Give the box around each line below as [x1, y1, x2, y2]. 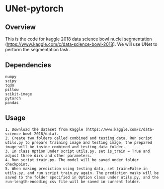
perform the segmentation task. [5, 47, 70, 52]
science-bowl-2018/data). [5, 131, 59, 136]
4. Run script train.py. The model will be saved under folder [5, 157, 139, 162]
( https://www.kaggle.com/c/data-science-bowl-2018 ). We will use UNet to [5, 41, 158, 47]
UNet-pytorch [5, 3, 64, 14]
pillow [5, 87, 19, 92]
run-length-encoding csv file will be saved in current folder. [5, 179, 141, 184]
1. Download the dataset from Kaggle [5, 127, 83, 132]
